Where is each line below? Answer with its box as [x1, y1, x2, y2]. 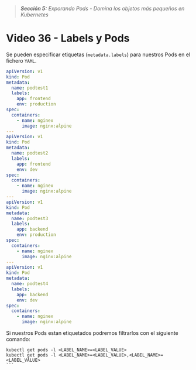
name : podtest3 [11, 215, 49, 221]
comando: [6, 336, 30, 343]
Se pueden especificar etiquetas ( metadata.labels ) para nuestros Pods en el [6, 51, 191, 58]
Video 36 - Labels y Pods [6, 32, 130, 45]
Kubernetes [20, 11, 49, 18]
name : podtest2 [11, 150, 49, 156]
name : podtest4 [11, 281, 49, 287]
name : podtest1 [11, 85, 49, 91]
